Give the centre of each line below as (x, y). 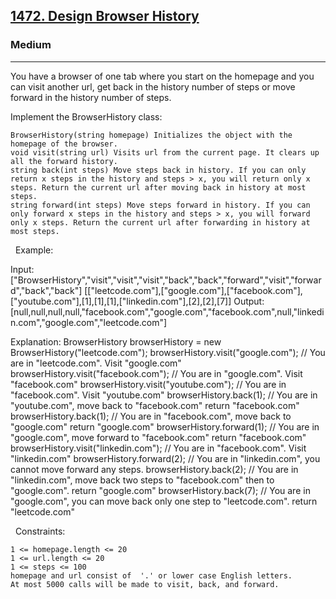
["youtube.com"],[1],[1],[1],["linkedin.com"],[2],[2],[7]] (121, 301)
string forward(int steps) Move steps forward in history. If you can (160, 205)
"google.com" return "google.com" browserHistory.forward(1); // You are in (165, 426)
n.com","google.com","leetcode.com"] (89, 322)
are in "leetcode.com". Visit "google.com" (96, 363)
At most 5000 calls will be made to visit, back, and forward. (145, 584)
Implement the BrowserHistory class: (86, 116)
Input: (22, 269)
